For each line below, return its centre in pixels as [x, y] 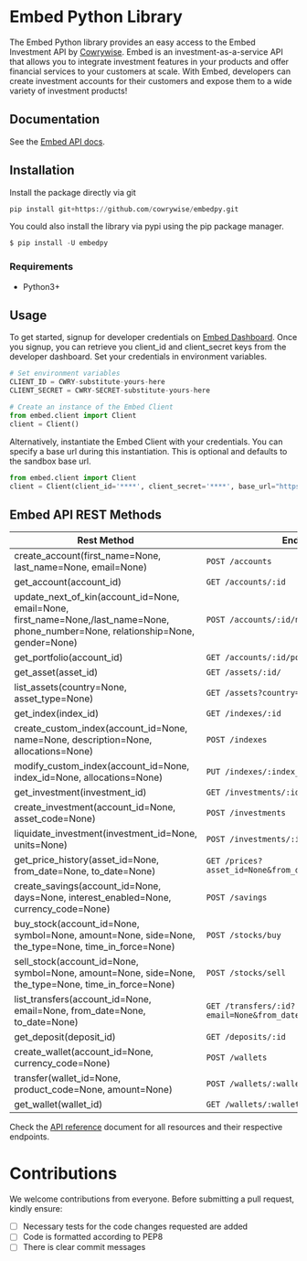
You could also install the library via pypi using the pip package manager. [147, 227]
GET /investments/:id [253, 792]
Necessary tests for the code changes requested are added [135, 1226]
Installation [42, 171]
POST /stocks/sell [246, 973]
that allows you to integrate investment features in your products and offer [149, 61]
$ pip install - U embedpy [58, 243]
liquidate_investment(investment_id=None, [106, 834]
